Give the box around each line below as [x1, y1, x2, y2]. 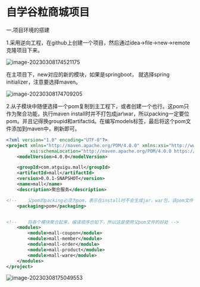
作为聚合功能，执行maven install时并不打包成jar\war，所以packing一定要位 [6, 110, 189, 117]
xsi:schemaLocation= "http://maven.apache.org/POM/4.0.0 [30, 148, 171, 154]
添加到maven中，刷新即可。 [11, 125, 80, 132]
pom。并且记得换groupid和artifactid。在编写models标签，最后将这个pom [6, 117, 186, 124]
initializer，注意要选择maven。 [6, 78, 82, 86]
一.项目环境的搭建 [6, 26, 50, 33]
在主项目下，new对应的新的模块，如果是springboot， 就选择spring [6, 71, 170, 78]
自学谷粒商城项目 [6, 5, 90, 19]
